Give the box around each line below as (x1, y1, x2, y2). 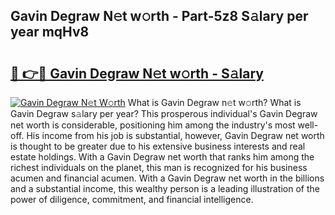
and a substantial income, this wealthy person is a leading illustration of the (10, 183, 320, 194)
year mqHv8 (10, 24, 90, 41)
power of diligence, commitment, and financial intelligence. (10, 194, 254, 205)
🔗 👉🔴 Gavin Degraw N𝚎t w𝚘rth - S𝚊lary (10, 65, 264, 82)
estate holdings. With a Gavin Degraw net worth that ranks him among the (10, 151, 315, 163)
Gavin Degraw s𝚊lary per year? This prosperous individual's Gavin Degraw (10, 108, 318, 119)
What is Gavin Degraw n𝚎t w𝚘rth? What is (127, 97, 302, 108)
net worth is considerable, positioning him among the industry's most (10, 119, 296, 131)
